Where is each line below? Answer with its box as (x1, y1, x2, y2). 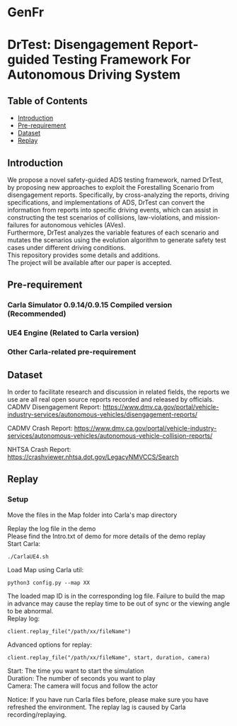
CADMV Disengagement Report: (7, 402, 101, 411)
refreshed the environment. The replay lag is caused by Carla (7, 703, 186, 711)
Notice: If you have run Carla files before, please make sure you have (7, 695, 209, 703)
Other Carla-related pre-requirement (7, 347, 137, 357)
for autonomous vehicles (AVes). (30, 221, 126, 229)
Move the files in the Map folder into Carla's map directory (7, 511, 178, 519)
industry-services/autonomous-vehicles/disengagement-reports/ (7, 410, 198, 419)
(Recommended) (7, 309, 67, 319)
